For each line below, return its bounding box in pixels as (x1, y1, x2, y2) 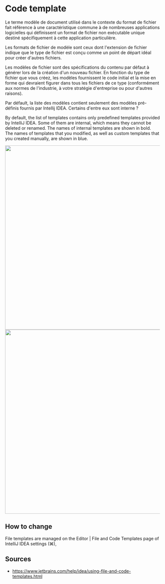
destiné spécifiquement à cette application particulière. (5, 35, 117, 41)
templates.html (12, 573, 43, 579)
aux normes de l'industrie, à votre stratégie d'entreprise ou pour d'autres (5, 85, 153, 91)
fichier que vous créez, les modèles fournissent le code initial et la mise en (5, 75, 156, 81)
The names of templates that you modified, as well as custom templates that (5, 130, 160, 136)
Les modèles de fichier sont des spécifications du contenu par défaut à (5, 64, 150, 70)
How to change (5, 523, 53, 531)
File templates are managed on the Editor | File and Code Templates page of (5, 535, 159, 541)
